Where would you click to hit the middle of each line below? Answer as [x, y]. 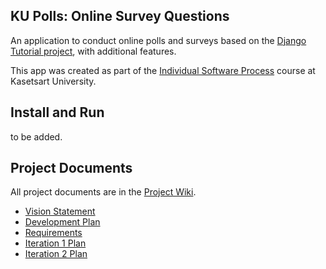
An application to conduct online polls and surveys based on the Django [158, 40]
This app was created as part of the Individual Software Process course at [163, 70]
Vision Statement [60, 211]
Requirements [53, 233]
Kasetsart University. [53, 81]
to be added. [36, 136]
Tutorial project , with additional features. [93, 51]
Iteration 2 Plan [56, 254]
